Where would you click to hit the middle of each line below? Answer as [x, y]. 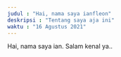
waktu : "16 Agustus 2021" [47, 26]
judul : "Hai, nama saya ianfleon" [59, 14]
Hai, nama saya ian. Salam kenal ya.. [60, 47]
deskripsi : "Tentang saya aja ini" [61, 20]
